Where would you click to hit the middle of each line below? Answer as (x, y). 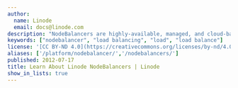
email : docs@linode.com (49, 27)
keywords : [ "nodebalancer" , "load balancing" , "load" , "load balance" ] (115, 40)
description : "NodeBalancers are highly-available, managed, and (106, 34)
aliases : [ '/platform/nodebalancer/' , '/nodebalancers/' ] (93, 54)
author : (19, 14)
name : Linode (33, 21)
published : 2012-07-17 (41, 60)
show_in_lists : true (38, 73)
